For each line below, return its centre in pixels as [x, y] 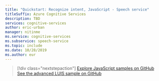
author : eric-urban [25, 28]
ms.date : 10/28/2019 [26, 50]
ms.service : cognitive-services [38, 37]
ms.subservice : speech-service [37, 41]
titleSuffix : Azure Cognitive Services [46, 14]
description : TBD [23, 18]
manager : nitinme [23, 32]
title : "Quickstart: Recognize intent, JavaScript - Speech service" [77, 9]
